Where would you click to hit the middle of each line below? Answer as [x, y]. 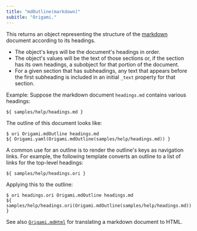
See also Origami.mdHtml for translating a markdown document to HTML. [94, 222]
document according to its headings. [51, 40]
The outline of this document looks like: [54, 123]
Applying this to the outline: [40, 185]
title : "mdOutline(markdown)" [43, 12]
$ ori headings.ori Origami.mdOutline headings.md [70, 195]
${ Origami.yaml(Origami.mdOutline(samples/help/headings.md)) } [88, 139]
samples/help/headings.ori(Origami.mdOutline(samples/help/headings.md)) [99, 206]
